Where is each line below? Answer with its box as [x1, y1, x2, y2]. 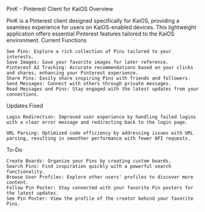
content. [6, 180, 29, 186]
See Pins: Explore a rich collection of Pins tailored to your [6, 48, 172, 55]
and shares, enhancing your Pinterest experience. [6, 70, 139, 76]
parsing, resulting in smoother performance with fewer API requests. [6, 135, 191, 142]
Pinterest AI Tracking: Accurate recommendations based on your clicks [6, 64, 193, 70]
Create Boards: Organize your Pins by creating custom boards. [6, 158, 172, 164]
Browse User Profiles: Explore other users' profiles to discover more [6, 174, 193, 180]
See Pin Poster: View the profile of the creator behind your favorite [6, 195, 193, 202]
